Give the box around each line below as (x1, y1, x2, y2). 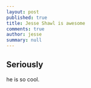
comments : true (6, 25, 45, 32)
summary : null (6, 37, 42, 43)
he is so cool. (6, 75, 40, 83)
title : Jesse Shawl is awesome (6, 20, 86, 26)
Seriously (6, 59, 44, 70)
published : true (6, 15, 47, 21)
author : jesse (6, 32, 42, 38)
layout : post (6, 8, 39, 15)
